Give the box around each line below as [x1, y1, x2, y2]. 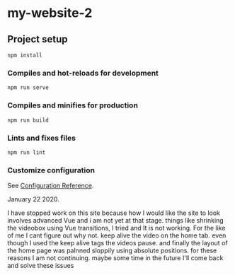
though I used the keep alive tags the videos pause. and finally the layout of [7, 239, 228, 247]
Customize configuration [7, 165, 96, 175]
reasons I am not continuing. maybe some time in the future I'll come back [7, 254, 224, 262]
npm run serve [7, 84, 50, 91]
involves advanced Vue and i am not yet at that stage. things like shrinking [7, 216, 224, 225]
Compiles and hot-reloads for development [7, 68, 159, 78]
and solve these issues [7, 262, 74, 270]
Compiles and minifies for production [7, 100, 138, 110]
